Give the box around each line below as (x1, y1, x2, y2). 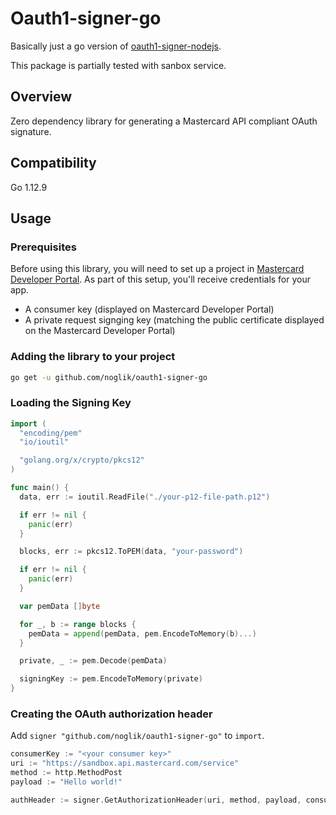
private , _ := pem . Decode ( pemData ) (19, 656, 168, 666)
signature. (10, 125, 52, 137)
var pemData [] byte (19, 601, 101, 611)
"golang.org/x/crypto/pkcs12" (19, 455, 145, 466)
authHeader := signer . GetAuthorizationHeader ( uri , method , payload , (10, 795, 302, 805)
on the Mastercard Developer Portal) (24, 325, 176, 337)
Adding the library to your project (10, 350, 176, 364)
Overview (10, 88, 73, 106)
